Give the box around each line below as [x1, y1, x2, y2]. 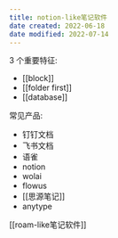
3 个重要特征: [9, 55, 58, 66]
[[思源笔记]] [21, 191, 66, 201]
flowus [21, 180, 47, 192]
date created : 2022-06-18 [9, 21, 105, 30]
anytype [21, 201, 53, 212]
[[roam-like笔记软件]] [9, 219, 87, 230]
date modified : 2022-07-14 [9, 29, 109, 38]
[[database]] [21, 92, 68, 103]
